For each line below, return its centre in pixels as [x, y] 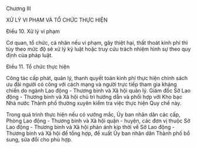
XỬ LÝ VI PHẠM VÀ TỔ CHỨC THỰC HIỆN [57, 20]
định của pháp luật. [29, 55]
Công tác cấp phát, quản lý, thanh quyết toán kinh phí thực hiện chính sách [97, 78]
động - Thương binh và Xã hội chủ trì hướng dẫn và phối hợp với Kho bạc [94, 97]
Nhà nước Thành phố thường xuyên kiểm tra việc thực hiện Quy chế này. [94, 103]
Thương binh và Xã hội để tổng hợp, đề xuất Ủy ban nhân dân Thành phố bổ [98, 133]
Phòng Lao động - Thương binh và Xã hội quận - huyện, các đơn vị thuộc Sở [98, 121]
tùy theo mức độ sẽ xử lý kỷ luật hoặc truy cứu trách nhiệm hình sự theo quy [98, 49]
